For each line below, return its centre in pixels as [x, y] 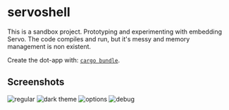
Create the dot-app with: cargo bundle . [64, 60]
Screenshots [36, 82]
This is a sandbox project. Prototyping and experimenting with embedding [114, 32]
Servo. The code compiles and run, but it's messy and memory [99, 39]
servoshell [39, 12]
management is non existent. [49, 46]
